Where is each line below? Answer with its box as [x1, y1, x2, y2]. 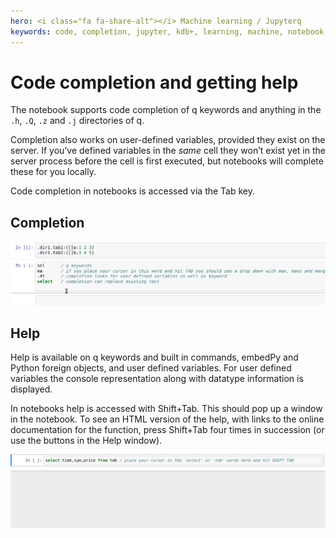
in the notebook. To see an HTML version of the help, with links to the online [10, 413, 325, 425]
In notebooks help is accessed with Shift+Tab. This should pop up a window [10, 402, 323, 414]
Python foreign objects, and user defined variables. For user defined [10, 361, 292, 374]
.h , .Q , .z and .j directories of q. [10, 115, 145, 127]
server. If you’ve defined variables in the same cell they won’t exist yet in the [10, 145, 326, 157]
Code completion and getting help [10, 71, 299, 94]
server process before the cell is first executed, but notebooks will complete [10, 155, 324, 167]
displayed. [10, 383, 53, 395]
